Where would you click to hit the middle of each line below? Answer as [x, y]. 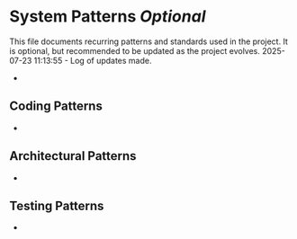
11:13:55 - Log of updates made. [93, 60]
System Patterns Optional [108, 17]
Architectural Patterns [73, 156]
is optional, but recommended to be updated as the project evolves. [135, 50]
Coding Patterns [56, 106]
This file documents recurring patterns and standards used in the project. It [148, 41]
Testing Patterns [57, 205]
